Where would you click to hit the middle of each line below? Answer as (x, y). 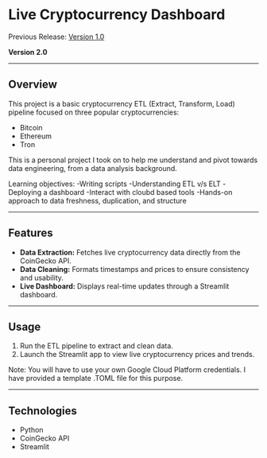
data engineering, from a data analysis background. (93, 168)
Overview (33, 85)
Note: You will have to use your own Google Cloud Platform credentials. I (127, 370)
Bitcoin (31, 127)
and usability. (41, 278)
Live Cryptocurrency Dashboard (117, 15)
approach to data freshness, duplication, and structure (97, 200)
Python (31, 430)
